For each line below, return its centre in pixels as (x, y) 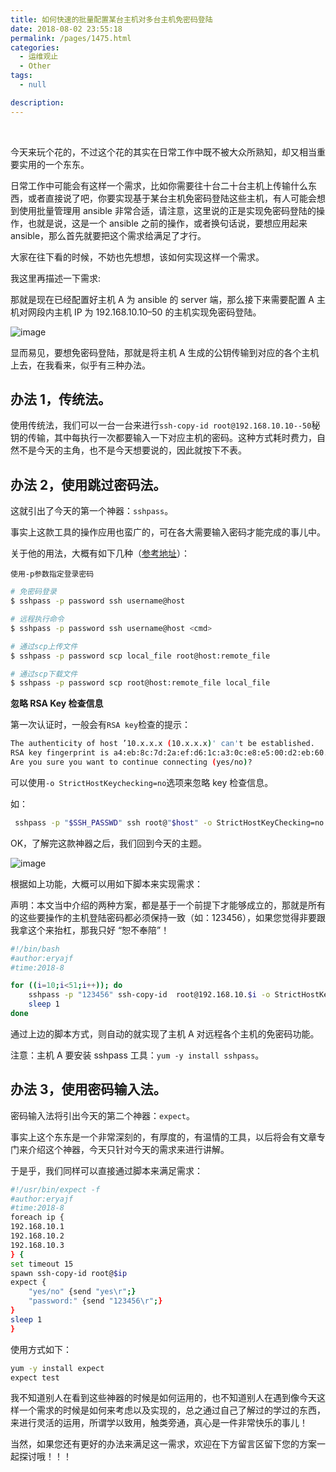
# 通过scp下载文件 (44, 674)
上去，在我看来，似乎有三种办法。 (80, 365)
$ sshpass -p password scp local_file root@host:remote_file (140, 656)
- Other (35, 66)
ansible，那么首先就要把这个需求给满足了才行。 (108, 235)
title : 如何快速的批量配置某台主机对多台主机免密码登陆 (111, 19)
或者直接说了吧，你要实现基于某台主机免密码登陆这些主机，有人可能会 (172, 198)
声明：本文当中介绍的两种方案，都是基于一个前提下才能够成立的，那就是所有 (168, 905)
